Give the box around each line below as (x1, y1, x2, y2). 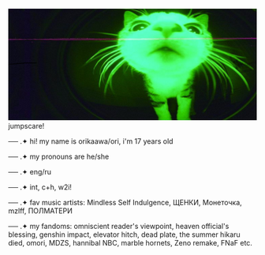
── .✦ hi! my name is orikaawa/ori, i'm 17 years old (8, 137, 174, 146)
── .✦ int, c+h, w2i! (8, 182, 73, 192)
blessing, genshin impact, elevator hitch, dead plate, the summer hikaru (8, 230, 241, 239)
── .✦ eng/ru (8, 167, 52, 177)
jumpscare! (8, 122, 45, 131)
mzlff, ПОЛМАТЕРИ (8, 206, 73, 216)
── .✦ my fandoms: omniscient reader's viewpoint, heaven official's (8, 222, 230, 231)
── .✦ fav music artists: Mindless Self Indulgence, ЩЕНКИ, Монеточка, (8, 198, 242, 208)
